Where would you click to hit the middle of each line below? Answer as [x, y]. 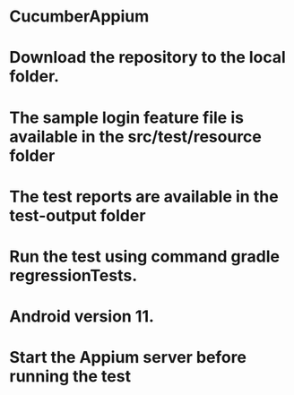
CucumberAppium [79, 17]
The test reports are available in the [144, 197]
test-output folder [78, 215]
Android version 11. [82, 317]
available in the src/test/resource [136, 137]
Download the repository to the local [148, 58]
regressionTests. [73, 275]
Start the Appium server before [128, 358]
